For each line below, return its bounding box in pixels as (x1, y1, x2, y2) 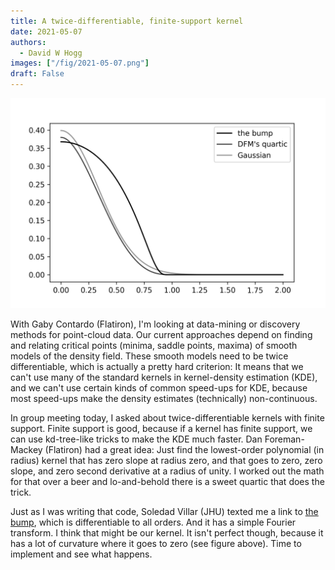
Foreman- (264, 433, 305, 445)
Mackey (10, 443, 43, 455)
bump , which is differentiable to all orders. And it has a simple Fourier (10, 516, 297, 528)
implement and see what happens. (10, 548, 153, 560)
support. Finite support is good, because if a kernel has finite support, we (10, 422, 313, 434)
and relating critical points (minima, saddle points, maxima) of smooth (10, 339, 298, 351)
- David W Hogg (19, 48, 83, 58)
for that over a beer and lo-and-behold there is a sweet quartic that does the (10, 475, 325, 487)
